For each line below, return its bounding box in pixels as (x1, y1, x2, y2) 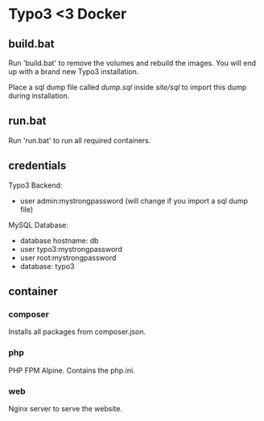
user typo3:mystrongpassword (19, 244, 122, 254)
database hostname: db (19, 235, 99, 246)
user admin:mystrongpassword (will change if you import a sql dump (19, 196, 248, 205)
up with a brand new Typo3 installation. (8, 67, 139, 76)
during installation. (8, 91, 70, 101)
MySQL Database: (8, 220, 68, 229)
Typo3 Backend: (8, 180, 63, 190)
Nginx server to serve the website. (8, 403, 123, 413)
